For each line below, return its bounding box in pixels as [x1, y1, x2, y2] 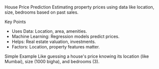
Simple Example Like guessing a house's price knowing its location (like [4, 53, 149, 59]
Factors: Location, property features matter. [11, 44, 100, 49]
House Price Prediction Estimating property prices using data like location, [4, 4, 155, 10]
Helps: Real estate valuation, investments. [11, 39, 96, 45]
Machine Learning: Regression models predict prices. [11, 34, 120, 39]
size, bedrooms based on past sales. [4, 9, 79, 15]
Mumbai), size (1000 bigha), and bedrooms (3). [4, 59, 100, 64]
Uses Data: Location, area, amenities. [11, 28, 87, 34]
